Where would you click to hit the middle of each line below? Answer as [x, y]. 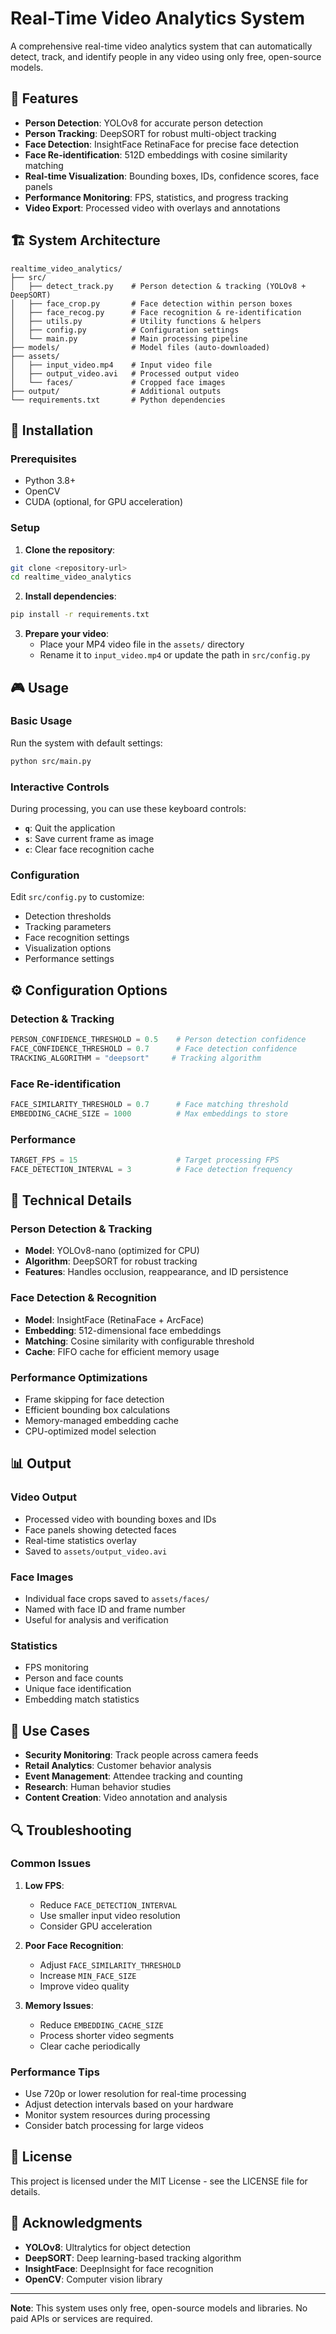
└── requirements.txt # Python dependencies [118, 400]
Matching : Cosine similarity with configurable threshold [139, 1341]
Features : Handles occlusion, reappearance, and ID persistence [156, 1272]
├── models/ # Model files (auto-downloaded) [140, 347]
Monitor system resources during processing [117, 2115]
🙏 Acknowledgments [76, 2223]
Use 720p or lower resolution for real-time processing [135, 2094]
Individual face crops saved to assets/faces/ [117, 1598]
